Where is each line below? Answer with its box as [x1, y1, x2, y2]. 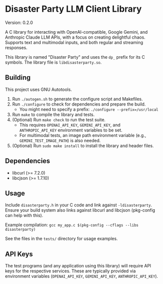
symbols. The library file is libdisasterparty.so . [5, 59, 102, 65]
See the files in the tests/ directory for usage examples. [5, 236, 118, 241]
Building [5, 73, 31, 82]
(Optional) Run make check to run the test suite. [12, 116, 106, 123]
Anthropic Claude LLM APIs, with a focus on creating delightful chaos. [5, 34, 145, 40]
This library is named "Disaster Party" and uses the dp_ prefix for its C [5, 54, 145, 60]
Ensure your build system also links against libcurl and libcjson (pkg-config [5, 207, 156, 213]
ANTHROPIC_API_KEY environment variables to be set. [19, 127, 123, 133]
